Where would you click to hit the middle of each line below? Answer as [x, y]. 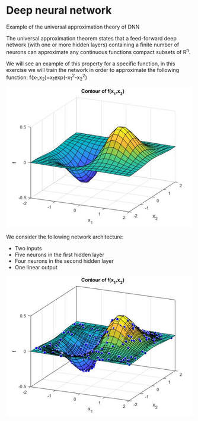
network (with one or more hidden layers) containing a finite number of [93, 45]
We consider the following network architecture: [65, 237]
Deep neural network [59, 10]
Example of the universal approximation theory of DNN [73, 27]
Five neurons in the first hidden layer [60, 255]
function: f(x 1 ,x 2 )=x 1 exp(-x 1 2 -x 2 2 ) [47, 77]
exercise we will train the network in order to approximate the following [93, 70]
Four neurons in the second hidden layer [64, 261]
